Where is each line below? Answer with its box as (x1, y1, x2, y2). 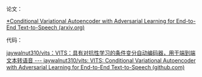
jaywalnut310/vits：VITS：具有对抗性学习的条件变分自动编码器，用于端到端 (6, 49, 196, 56)
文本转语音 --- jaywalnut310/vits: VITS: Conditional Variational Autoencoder (6, 57, 197, 64)
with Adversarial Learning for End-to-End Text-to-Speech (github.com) (6, 64, 185, 71)
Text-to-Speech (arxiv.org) (17, 24, 85, 31)
